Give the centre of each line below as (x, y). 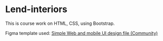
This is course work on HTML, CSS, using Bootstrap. (60, 23)
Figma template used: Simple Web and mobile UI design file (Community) (81, 33)
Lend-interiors (36, 9)
